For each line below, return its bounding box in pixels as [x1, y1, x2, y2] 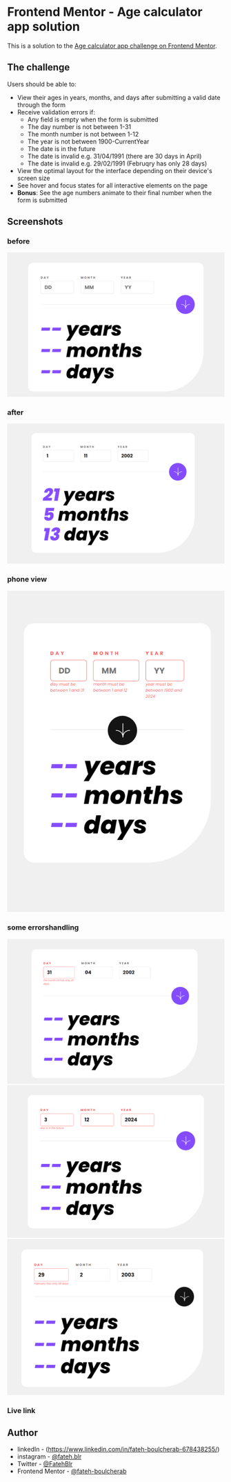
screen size [17, 174, 50, 182]
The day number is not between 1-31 [27, 122, 132, 131]
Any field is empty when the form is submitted [27, 115, 159, 123]
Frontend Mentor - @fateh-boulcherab [17, 1467, 127, 1476]
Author [7, 1427, 38, 1439]
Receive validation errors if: [17, 108, 95, 116]
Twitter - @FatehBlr [17, 1460, 73, 1468]
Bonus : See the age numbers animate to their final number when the [17, 188, 212, 197]
